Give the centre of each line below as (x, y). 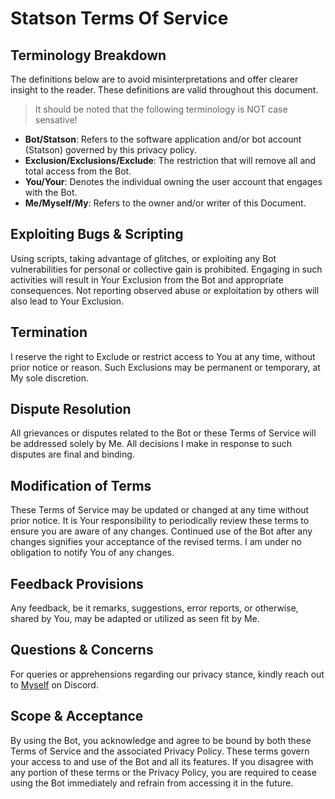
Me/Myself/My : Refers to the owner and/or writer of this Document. (165, 203)
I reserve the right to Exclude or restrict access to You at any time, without (163, 356)
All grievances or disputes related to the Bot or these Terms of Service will (163, 433)
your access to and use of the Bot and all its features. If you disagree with (162, 761)
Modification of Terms (81, 485)
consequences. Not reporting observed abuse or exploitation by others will (165, 290)
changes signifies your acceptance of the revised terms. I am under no (156, 542)
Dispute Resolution (71, 409)
